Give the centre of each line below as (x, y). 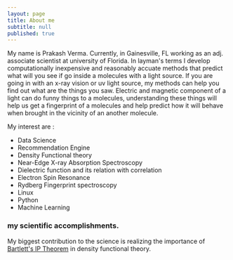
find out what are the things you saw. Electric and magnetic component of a (117, 91)
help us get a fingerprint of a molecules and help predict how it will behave (115, 105)
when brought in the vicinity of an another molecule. (83, 113)
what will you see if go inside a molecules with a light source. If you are (110, 76)
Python (28, 200)
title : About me (31, 20)
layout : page (26, 14)
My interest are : (31, 126)
